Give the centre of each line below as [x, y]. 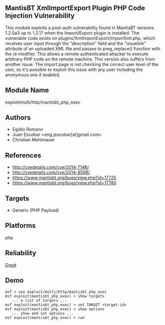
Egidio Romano [28, 130]
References [23, 155]
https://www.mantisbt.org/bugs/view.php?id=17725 [64, 178]
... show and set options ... [43, 313]
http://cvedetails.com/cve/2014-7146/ [50, 167]
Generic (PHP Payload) [35, 210]
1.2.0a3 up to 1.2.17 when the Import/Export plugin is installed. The [72, 33]
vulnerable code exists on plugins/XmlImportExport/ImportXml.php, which [80, 38]
